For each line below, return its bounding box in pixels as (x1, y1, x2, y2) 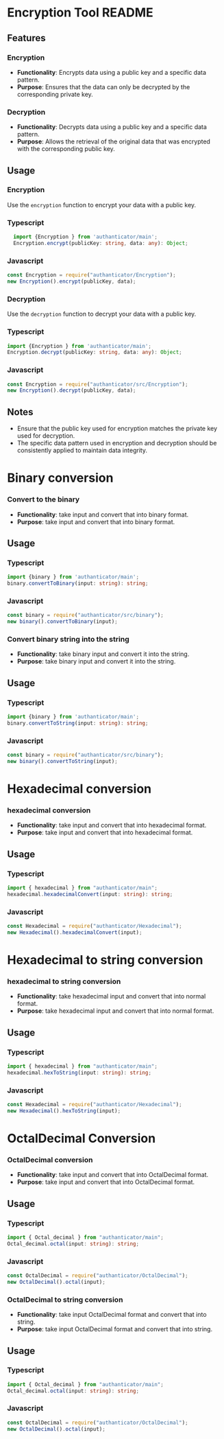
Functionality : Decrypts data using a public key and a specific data (16, 123, 208, 131)
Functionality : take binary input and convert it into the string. (16, 650, 190, 658)
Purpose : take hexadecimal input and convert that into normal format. (16, 1007, 214, 1015)
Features (7, 32, 46, 44)
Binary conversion (7, 470, 114, 486)
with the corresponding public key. (16, 145, 115, 153)
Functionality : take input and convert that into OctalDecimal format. (16, 1171, 209, 1179)
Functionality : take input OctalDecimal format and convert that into (16, 1311, 207, 1319)
